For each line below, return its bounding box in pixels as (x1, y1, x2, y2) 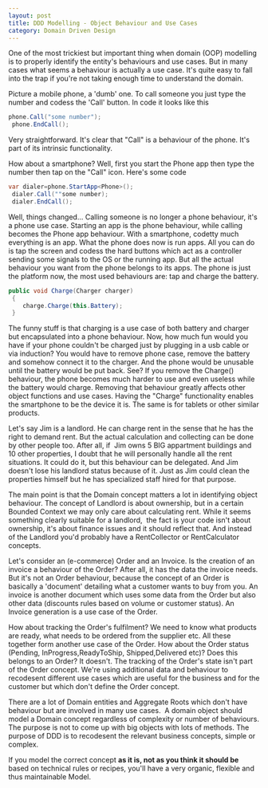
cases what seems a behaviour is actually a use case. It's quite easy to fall (8, 65, 253, 75)
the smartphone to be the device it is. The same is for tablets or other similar (8, 400, 259, 409)
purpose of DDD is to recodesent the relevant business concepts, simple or (8, 731, 256, 741)
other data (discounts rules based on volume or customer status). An (8, 599, 235, 609)
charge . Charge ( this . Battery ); (22, 301, 124, 309)
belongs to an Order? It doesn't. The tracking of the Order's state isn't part (8, 656, 253, 666)
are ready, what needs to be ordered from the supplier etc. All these (8, 631, 231, 640)
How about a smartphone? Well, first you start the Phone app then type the (8, 159, 255, 168)
